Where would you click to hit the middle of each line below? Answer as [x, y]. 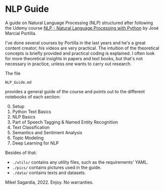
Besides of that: [21, 152]
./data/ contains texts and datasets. [49, 172]
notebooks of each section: [33, 97]
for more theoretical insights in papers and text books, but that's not [74, 58]
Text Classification [31, 127]
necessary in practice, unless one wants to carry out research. [68, 64]
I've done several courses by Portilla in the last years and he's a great [75, 42]
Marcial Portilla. [21, 33]
